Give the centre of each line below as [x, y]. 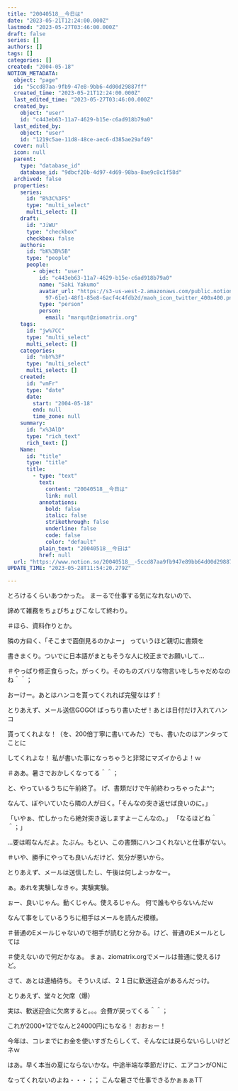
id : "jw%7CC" [45, 331]
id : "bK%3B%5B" [49, 252]
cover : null [32, 146]
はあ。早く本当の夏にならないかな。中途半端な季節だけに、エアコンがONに [118, 1065]
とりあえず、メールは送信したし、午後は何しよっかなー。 [91, 872]
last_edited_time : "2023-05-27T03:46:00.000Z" [84, 100]
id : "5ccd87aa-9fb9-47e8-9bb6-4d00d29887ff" [80, 87]
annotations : [58, 502]
